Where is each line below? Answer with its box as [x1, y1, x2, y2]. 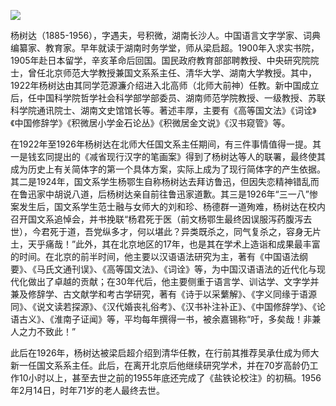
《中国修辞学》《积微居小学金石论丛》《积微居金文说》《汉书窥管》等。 [10, 117, 291, 129]
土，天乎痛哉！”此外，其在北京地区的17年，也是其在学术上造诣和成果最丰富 [10, 238, 321, 250]
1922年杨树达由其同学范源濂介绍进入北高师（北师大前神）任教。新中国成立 [10, 80, 320, 91]
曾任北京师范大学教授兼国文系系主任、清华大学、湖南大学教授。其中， [27, 67, 317, 79]
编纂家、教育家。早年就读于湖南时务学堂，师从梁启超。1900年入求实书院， [10, 42, 320, 54]
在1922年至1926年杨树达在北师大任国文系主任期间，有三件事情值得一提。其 [10, 138, 322, 150]
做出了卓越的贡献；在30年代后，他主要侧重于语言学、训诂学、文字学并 [27, 276, 320, 287]
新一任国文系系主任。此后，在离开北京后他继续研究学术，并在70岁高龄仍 [10, 360, 310, 371]
